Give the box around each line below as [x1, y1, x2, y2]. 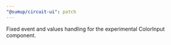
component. [6, 31, 36, 39]
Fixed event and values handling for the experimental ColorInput [6, 25, 165, 32]
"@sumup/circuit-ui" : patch [6, 8, 77, 15]
